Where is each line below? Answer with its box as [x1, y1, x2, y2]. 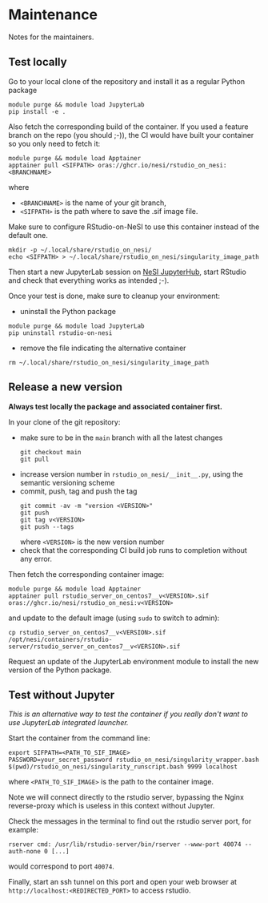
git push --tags [19, 522, 74, 530]
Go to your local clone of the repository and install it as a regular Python [8, 76, 246, 86]
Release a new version [8, 381, 122, 394]
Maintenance [8, 6, 98, 24]
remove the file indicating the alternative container [19, 343, 186, 353]
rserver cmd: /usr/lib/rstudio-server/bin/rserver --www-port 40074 [8, 841, 242, 849]
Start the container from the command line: [8, 733, 150, 743]
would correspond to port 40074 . [8, 861, 114, 871]
